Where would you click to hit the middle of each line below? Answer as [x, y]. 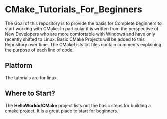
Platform [19, 66]
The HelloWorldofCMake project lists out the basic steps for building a [78, 105]
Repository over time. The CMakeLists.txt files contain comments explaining [83, 44]
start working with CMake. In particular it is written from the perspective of [82, 28]
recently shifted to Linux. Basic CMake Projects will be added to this [75, 39]
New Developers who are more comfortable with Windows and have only [80, 34]
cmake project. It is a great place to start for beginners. [62, 111]
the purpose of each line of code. [39, 50]
